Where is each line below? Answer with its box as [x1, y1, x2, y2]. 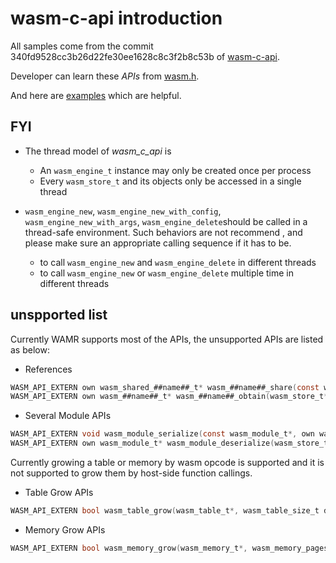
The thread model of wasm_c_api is [24, 145, 172, 157]
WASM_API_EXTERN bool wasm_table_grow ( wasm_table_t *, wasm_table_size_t [10, 506, 320, 516]
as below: [10, 343, 50, 356]
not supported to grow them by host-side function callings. [10, 467, 253, 479]
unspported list [10, 307, 108, 324]
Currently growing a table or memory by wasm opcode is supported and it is [10, 457, 325, 469]
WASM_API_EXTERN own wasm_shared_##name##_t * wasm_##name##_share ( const [10, 382, 320, 392]
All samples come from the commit [10, 40, 154, 52]
